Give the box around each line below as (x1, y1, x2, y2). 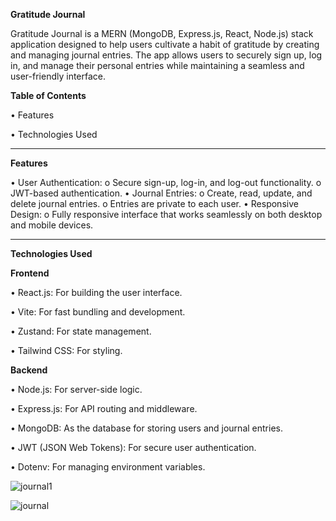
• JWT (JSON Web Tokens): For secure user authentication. (10, 442, 257, 453)
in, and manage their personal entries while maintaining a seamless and (10, 60, 305, 71)
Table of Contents (10, 90, 87, 101)
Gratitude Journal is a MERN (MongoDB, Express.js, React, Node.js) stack (10, 28, 314, 39)
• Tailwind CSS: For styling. (10, 345, 123, 356)
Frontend (10, 267, 50, 279)
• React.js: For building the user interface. (10, 287, 183, 298)
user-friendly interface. (10, 70, 107, 82)
